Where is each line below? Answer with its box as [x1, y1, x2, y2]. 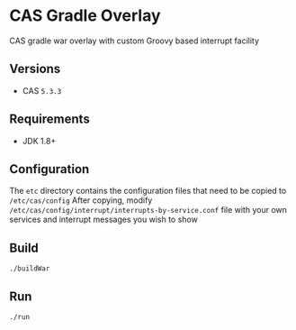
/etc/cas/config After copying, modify [9, 195, 153, 206]
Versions [9, 61, 61, 77]
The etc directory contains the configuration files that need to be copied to [9, 186, 287, 197]
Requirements [9, 112, 90, 127]
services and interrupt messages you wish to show [9, 214, 198, 225]
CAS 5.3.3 [22, 85, 62, 96]
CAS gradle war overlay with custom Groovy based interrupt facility [9, 35, 259, 46]
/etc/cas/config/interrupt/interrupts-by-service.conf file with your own [9, 205, 288, 215]
